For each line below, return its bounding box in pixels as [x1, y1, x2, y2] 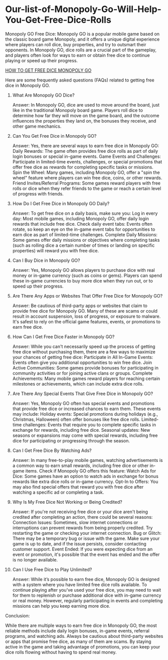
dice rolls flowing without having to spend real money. [5, 649, 117, 655]
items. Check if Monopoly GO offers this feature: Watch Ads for [25, 467, 156, 474]
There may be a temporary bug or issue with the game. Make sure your [12, 535, 160, 541]
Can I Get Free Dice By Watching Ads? [12, 447, 92, 453]
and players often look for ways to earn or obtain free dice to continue [5, 52, 150, 58]
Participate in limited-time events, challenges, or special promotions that [12, 158, 162, 164]
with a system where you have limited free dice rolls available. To [12, 582, 147, 588]
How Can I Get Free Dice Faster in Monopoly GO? [12, 333, 115, 340]
